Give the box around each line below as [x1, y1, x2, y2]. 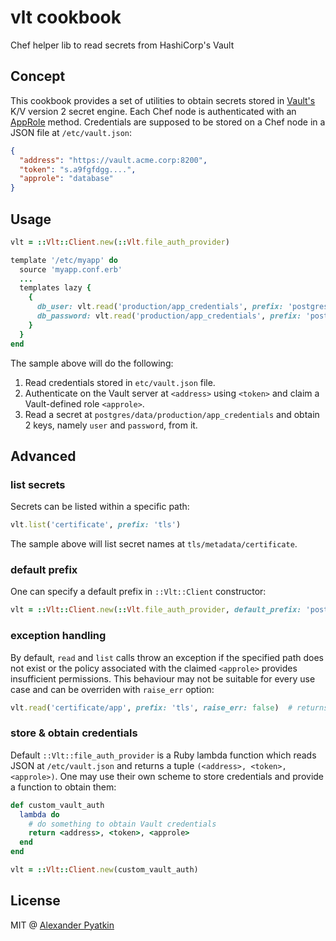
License [10, 892, 61, 910]
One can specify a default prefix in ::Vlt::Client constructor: [10, 586, 267, 598]
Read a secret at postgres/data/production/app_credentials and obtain [24, 408, 320, 420]
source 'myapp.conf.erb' [19, 264, 123, 275]
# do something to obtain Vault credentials [28, 819, 217, 829]
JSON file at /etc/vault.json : [10, 126, 133, 138]
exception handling [10, 629, 107, 643]
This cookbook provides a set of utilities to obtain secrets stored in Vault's [10, 94, 316, 106]
